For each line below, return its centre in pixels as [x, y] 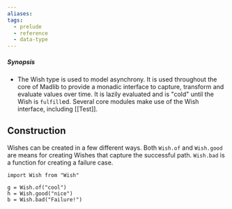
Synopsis [21, 62]
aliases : [20, 14]
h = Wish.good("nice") [40, 193]
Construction [37, 131]
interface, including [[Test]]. [57, 109]
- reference [31, 33]
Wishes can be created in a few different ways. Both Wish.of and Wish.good [115, 148]
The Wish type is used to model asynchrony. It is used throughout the [117, 79]
